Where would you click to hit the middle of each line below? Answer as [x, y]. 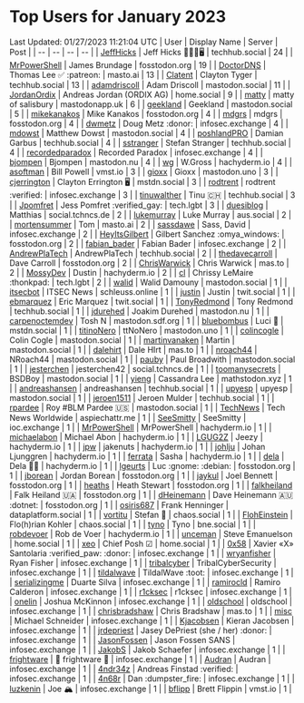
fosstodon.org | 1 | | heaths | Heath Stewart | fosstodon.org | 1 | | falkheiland [151, 485]
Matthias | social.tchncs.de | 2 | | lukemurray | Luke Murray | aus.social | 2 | [151, 214]
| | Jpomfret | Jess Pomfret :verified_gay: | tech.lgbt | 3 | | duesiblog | [139, 205]
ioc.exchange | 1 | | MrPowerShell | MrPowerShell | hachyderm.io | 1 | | [141, 427]
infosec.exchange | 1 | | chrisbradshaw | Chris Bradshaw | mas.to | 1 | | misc [151, 610]
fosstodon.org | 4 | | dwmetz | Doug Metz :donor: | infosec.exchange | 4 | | [149, 123]
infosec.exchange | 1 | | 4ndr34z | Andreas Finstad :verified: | [124, 669]
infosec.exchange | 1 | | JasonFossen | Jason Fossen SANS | [123, 640]
